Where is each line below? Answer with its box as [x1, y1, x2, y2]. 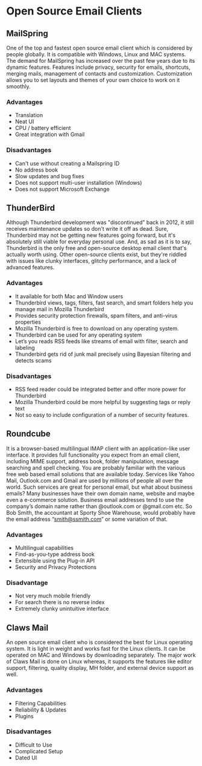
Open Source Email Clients [6, 4, 142, 18]
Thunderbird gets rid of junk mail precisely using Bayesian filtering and [14, 350, 191, 358]
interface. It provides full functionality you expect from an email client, [6, 451, 180, 459]
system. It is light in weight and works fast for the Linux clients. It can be [6, 645, 186, 652]
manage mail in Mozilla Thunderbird [14, 305, 104, 312]
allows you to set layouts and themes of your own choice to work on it [6, 77, 180, 83]
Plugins [14, 712, 34, 719]
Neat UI [14, 118, 34, 125]
